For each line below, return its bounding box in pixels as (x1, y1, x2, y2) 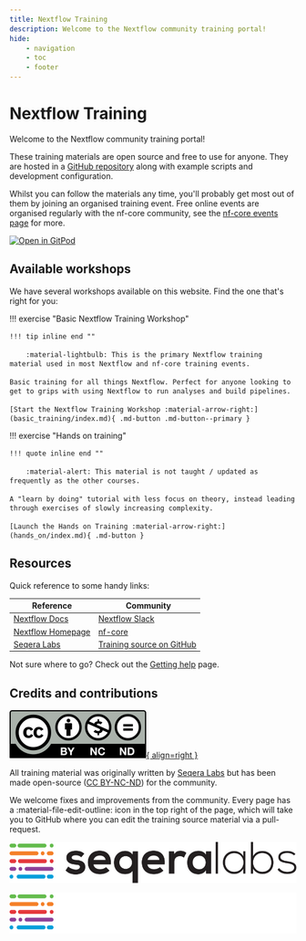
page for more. (9, 217, 66, 228)
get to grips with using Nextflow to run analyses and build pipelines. (9, 386, 291, 396)
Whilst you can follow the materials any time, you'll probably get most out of (9, 188, 295, 199)
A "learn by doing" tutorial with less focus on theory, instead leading (9, 494, 296, 504)
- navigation (25, 44, 76, 53)
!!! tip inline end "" (9, 331, 96, 341)
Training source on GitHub (98, 639, 198, 650)
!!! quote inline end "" (9, 448, 104, 458)
